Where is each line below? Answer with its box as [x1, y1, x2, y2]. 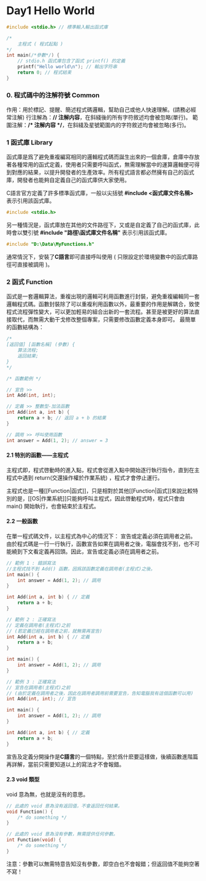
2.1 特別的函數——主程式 [6, 451, 69, 459]
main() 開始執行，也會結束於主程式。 [6, 502, 99, 510]
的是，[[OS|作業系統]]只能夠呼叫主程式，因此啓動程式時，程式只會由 [11, 494, 185, 502]
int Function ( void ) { [6, 837, 62, 843]
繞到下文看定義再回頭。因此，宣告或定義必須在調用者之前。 [11, 548, 162, 555]
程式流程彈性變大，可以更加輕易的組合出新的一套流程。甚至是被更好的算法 [6, 308, 194, 315]
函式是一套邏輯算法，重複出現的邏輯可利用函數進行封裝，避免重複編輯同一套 [6, 293, 200, 300]
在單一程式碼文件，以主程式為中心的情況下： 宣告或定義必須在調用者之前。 [6, 532, 196, 540]
